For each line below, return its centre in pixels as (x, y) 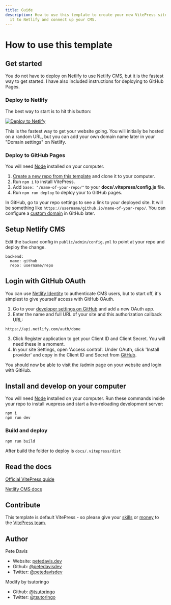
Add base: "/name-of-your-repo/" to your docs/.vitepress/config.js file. (89, 187)
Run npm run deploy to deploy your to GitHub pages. (67, 192)
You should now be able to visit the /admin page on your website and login (83, 365)
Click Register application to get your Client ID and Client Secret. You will (89, 339)
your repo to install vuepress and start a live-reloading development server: (84, 404)
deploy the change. (25, 247)
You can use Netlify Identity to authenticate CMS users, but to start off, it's (83, 293)
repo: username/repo (32, 265)
